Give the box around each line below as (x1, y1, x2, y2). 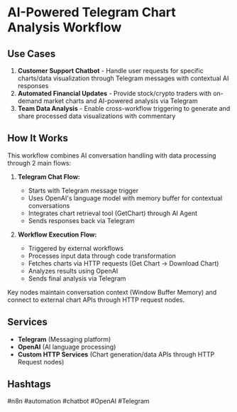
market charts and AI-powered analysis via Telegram (43, 97, 198, 105)
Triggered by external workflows (28, 244, 124, 252)
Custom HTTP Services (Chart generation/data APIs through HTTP (17, 349, 215, 359)
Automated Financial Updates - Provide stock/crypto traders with (17, 90, 211, 97)
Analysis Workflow (7, 19, 122, 36)
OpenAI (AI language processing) (17, 342, 116, 351)
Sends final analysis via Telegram (28, 274, 126, 283)
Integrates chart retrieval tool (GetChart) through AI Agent (28, 209, 197, 217)
